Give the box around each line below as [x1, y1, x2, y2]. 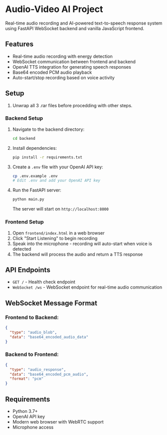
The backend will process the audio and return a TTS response [12, 251, 143, 257]
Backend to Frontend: [5, 351, 59, 358]
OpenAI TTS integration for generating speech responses [12, 64, 131, 70]
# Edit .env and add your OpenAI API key [12, 178, 100, 183]
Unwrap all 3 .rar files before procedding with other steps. [12, 102, 133, 108]
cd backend [12, 136, 36, 141]
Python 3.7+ [12, 408, 38, 414]
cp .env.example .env [12, 173, 58, 178]
